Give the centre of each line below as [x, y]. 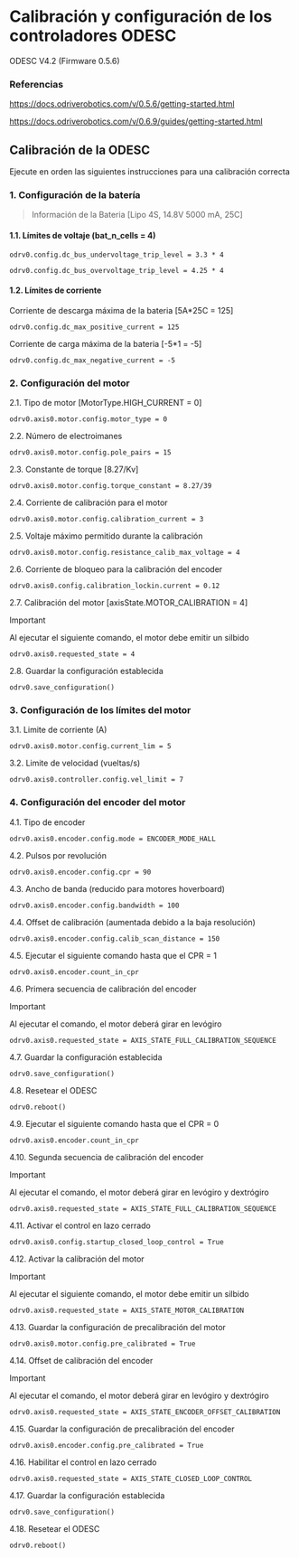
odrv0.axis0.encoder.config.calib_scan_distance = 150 [115, 939]
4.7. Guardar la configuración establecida [86, 1057]
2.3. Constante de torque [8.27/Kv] [74, 469]
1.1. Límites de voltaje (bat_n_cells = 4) [83, 235]
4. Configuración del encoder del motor [98, 802]
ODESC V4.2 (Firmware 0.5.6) [65, 61]
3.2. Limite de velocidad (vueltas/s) [75, 763]
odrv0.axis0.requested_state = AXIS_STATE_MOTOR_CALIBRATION [127, 1310]
